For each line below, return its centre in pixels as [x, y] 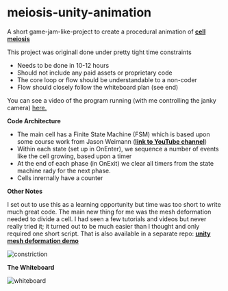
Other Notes [25, 191]
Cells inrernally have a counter [60, 178]
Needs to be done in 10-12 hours [63, 65]
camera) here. [27, 107]
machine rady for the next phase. [64, 170]
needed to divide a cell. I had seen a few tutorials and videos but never [107, 219]
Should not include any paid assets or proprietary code [94, 73]
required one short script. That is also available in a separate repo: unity [109, 233]
